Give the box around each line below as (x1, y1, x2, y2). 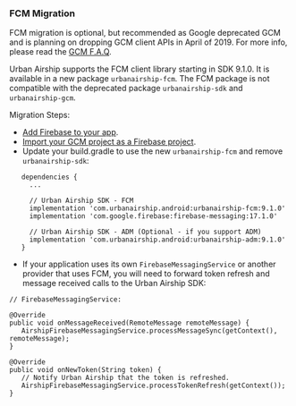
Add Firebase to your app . (21, 127, 119, 138)
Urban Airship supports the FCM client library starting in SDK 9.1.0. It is (9, 63, 270, 74)
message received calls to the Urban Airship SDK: (21, 278, 207, 289)
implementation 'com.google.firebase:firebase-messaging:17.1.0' (29, 212, 278, 221)
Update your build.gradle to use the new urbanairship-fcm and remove (21, 146, 283, 156)
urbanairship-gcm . (9, 92, 76, 103)
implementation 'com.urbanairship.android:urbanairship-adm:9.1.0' (29, 235, 286, 244)
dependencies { (21, 173, 78, 182)
